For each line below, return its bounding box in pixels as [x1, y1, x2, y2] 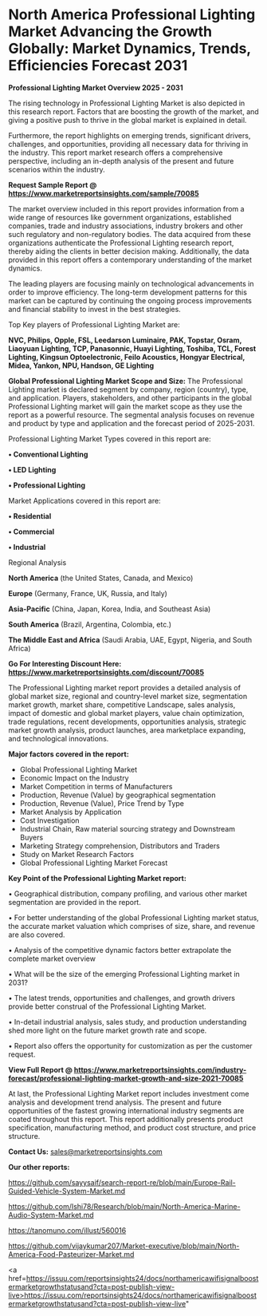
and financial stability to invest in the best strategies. [8, 304, 181, 314]
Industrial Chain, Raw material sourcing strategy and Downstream [19, 824, 235, 833]
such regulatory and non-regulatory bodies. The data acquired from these [8, 229, 251, 239]
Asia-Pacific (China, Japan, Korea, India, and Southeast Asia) [8, 604, 211, 614]
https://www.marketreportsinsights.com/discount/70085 [8, 667, 205, 677]
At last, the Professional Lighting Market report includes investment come [8, 1089, 249, 1098]
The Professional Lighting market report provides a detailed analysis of [8, 682, 241, 692]
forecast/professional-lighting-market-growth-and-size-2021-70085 [8, 1073, 244, 1083]
